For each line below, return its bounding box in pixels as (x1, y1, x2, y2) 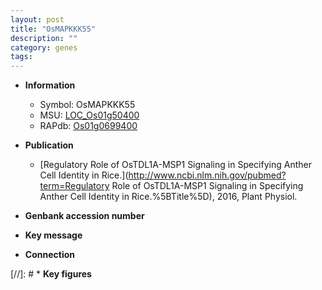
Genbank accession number (24, 210, 145, 222)
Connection (24, 249, 75, 261)
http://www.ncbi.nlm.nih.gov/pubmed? (128, 169, 287, 181)
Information (24, 79, 76, 91)
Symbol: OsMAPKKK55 (39, 99, 136, 111)
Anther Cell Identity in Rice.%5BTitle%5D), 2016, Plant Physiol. (39, 191, 298, 203)
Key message (24, 229, 83, 241)
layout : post (10, 14, 65, 25)
